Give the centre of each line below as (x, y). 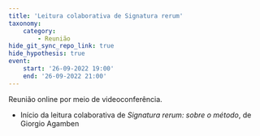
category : (40, 31)
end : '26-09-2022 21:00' (65, 76)
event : (19, 62)
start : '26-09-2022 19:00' (69, 69)
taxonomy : (25, 23)
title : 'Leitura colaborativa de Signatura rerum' (96, 16)
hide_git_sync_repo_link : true (61, 46)
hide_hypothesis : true (47, 53)
